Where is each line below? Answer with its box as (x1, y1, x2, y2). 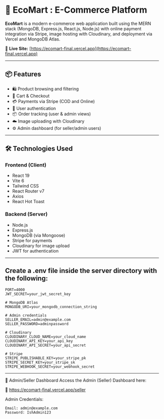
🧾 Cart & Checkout (12, 93, 50, 99)
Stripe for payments (12, 237, 52, 243)
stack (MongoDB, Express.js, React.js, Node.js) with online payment (5, 25, 142, 31)
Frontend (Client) (5, 162, 46, 168)
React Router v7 (12, 188, 45, 194)
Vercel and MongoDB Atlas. (5, 36, 61, 42)
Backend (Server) (5, 211, 48, 218)
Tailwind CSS (12, 183, 39, 189)
